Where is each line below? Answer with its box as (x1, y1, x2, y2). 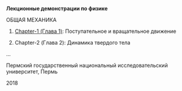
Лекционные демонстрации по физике (6, 5, 108, 12)
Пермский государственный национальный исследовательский (6, 62, 168, 69)
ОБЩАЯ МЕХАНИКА (6, 16, 57, 23)
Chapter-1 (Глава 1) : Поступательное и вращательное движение (14, 28, 177, 35)
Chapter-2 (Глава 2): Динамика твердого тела (14, 39, 131, 46)
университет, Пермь (6, 68, 58, 75)
